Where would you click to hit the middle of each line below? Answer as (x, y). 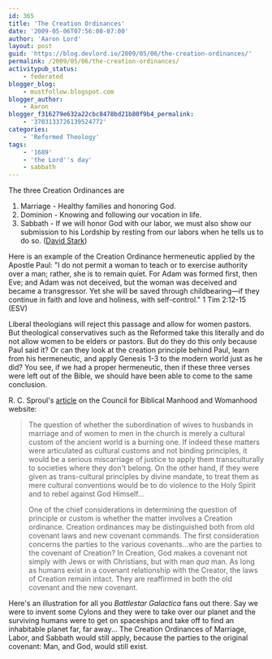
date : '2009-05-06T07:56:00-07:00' (69, 31)
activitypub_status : (43, 69)
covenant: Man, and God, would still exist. (78, 647)
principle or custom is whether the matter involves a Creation (130, 518)
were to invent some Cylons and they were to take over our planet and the (132, 612)
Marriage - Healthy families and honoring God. (98, 206)
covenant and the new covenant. (83, 587)
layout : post (30, 46)
